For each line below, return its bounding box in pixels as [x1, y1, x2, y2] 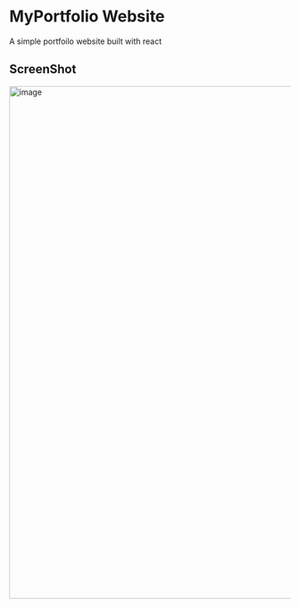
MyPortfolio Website [9, 6, 165, 27]
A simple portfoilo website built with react [9, 36, 162, 46]
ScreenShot [9, 62, 77, 77]
